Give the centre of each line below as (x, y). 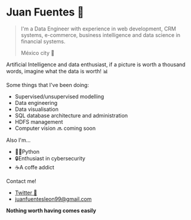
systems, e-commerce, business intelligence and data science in (101, 35)
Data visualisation (36, 109)
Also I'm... (19, 140)
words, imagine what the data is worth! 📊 (57, 71)
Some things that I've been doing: (48, 85)
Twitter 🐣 (26, 193)
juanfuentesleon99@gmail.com (53, 199)
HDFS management (39, 122)
